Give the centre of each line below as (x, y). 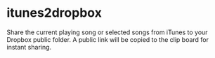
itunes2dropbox (54, 13)
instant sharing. (29, 47)
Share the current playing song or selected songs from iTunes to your (107, 32)
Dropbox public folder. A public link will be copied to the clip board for (107, 39)
